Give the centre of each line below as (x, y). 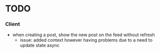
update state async (40, 46)
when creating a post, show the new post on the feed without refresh (83, 35)
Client (12, 24)
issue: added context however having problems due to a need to (86, 40)
